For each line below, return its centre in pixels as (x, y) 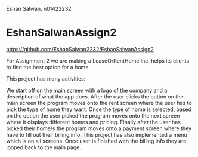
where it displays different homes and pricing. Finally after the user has (93, 122)
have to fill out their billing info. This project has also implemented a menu (97, 134)
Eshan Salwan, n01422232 (39, 9)
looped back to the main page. (44, 147)
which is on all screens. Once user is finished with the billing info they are (96, 141)
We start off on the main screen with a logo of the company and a (87, 90)
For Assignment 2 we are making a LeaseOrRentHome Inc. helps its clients (98, 61)
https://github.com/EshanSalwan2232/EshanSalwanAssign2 (80, 49)
